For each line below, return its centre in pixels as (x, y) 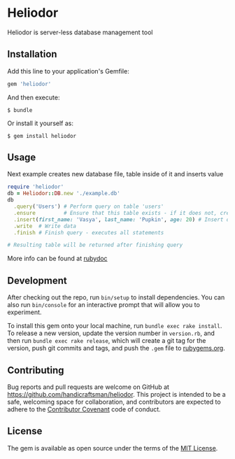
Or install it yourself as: (40, 123)
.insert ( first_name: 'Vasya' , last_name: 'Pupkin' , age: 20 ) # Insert (119, 219)
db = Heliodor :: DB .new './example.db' (64, 194)
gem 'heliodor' (29, 84)
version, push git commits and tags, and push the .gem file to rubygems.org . (116, 348)
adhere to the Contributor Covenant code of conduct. (84, 409)
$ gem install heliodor (42, 136)
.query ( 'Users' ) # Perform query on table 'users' (89, 207)
